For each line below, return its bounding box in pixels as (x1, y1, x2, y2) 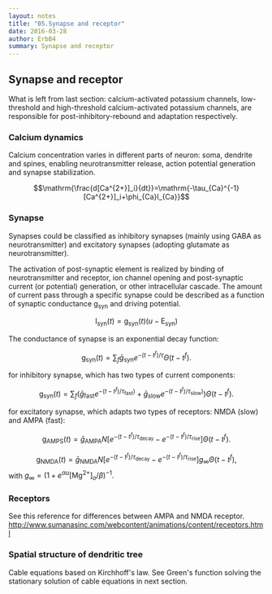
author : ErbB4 (8, 34, 57, 43)
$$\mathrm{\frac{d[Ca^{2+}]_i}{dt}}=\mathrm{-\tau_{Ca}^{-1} (33, 183, 240, 193)
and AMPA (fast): (8, 415, 66, 425)
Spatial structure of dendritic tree (8, 549, 144, 561)
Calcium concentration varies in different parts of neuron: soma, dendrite (8, 150, 253, 160)
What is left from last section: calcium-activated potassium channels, (8, 94, 240, 103)
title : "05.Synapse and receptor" (8, 20, 126, 28)
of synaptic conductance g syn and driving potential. (8, 298, 181, 310)
